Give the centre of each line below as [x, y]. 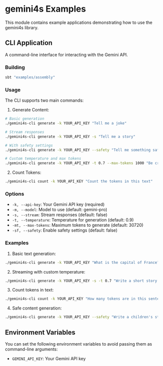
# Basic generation [25, 119]
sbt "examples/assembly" [30, 77]
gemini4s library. [22, 27]
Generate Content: [31, 110]
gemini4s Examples [46, 9]
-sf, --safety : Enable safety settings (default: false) [65, 230]
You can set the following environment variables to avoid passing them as [79, 344]
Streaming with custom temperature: [49, 272]
